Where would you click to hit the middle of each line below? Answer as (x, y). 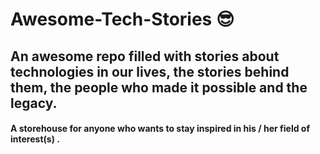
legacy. (34, 103)
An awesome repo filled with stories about (145, 56)
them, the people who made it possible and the (159, 87)
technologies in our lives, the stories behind (150, 71)
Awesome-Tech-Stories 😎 (122, 19)
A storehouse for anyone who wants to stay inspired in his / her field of (160, 129)
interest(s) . (35, 139)
